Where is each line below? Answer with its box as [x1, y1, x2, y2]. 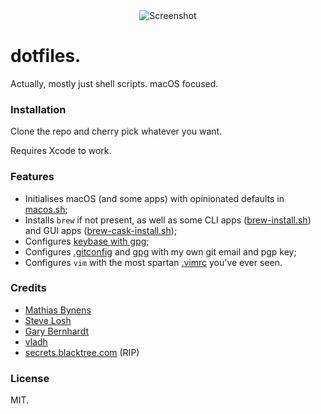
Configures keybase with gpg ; [24, 235, 150, 247]
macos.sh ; [24, 203, 68, 215]
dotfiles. [10, 45, 82, 68]
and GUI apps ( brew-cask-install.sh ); [24, 224, 178, 236]
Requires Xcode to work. [10, 145, 112, 157]
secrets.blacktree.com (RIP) [24, 346, 140, 358]
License [10, 371, 50, 385]
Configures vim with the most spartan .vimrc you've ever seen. [24, 256, 283, 268]
